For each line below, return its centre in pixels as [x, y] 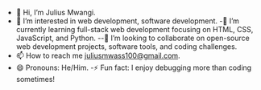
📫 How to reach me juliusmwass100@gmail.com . [98, 55]
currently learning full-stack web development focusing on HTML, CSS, [135, 29]
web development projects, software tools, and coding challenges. [126, 47]
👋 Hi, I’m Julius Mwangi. [56, 12]
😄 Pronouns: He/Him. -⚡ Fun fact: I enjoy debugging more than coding [134, 67]
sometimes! [35, 79]
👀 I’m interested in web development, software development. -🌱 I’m [128, 21]
